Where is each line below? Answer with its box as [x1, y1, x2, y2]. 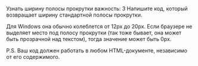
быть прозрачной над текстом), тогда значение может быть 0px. [6, 36, 172, 42]
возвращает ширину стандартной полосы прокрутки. [6, 11, 143, 18]
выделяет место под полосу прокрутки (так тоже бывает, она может [6, 29, 182, 36]
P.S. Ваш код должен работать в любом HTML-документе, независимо [6, 47, 188, 54]
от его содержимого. [6, 54, 60, 60]
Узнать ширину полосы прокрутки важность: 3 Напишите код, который [6, 5, 188, 12]
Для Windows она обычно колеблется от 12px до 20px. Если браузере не [6, 23, 193, 30]
